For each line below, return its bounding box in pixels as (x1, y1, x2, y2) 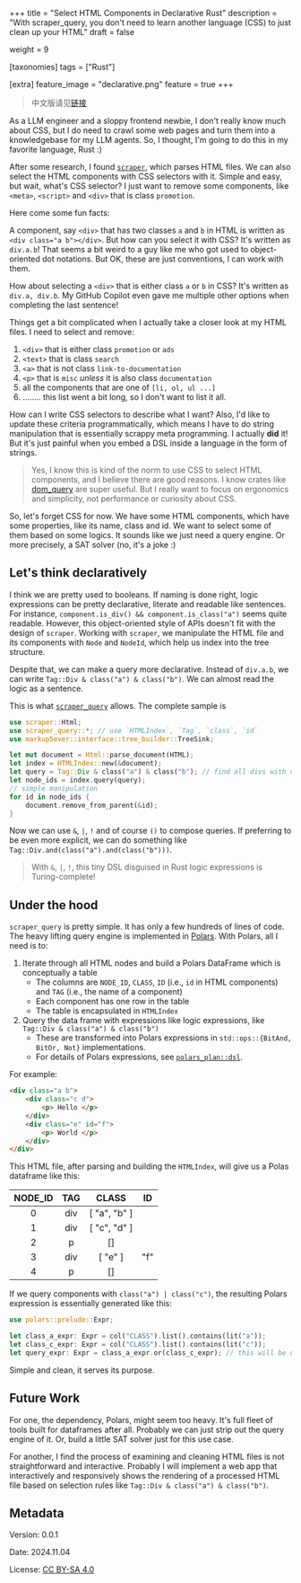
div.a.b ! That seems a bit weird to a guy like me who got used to (9, 244, 249, 254)
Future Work (9, 1391, 81, 1406)
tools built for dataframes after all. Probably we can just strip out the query (9, 1424, 285, 1435)
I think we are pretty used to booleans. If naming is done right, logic (9, 588, 259, 600)
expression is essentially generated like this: (9, 1298, 172, 1309)
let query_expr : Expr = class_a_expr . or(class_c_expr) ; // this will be (9, 1348, 287, 1357)
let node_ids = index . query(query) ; (9, 776, 146, 785)
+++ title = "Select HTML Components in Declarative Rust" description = (9, 8, 278, 18)
